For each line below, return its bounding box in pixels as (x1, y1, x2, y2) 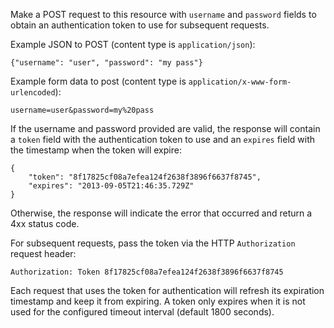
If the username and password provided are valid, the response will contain (10, 123, 321, 134)
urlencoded (10, 88, 56, 98)
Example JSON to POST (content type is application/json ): (10, 39, 256, 50)
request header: (10, 248, 77, 259)
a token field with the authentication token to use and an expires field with (10, 134, 315, 145)
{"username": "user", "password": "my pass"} (10, 58, 203, 68)
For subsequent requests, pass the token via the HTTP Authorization (10, 237, 296, 249)
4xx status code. (10, 218, 80, 229)
